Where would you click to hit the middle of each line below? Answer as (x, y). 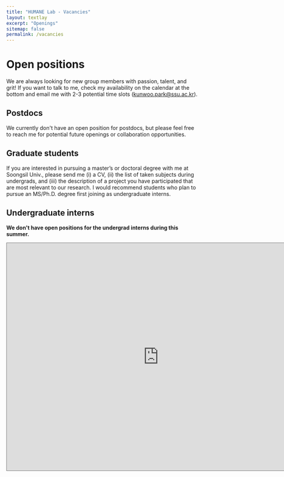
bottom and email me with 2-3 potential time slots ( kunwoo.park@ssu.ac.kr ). (102, 94)
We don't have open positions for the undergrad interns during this (93, 228)
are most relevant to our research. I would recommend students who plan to (101, 187)
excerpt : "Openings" (32, 23)
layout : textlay (27, 18)
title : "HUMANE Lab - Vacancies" (49, 12)
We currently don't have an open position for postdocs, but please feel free (100, 127)
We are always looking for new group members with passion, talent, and (96, 81)
